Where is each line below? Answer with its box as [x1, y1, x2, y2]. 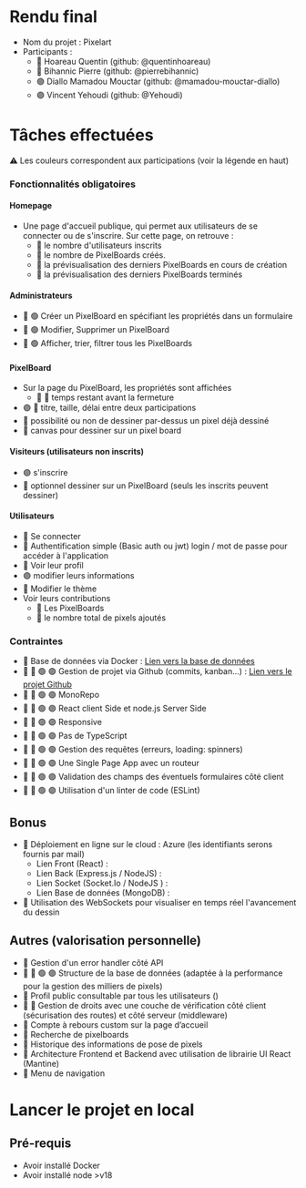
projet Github [22, 679, 73, 690]
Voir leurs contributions [22, 592, 111, 603]
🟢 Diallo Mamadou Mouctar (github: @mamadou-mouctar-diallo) [36, 76, 280, 87]
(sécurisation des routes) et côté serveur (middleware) [22, 1009, 228, 1020]
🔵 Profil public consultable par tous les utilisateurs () [22, 990, 219, 1001]
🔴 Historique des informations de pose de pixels [22, 1039, 203, 1050]
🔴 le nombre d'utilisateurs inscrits [36, 240, 162, 251]
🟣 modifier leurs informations [22, 569, 135, 580]
